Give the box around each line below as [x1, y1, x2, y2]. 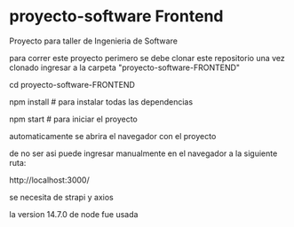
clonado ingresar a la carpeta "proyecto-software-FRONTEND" [9, 62, 241, 73]
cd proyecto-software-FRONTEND [9, 79, 136, 90]
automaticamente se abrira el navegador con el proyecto [9, 130, 217, 141]
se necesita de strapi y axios [9, 192, 114, 202]
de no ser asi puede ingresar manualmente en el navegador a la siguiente [9, 148, 278, 159]
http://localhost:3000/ [9, 175, 91, 185]
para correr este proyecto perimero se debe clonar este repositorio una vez [9, 52, 286, 63]
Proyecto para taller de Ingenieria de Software [9, 35, 178, 46]
